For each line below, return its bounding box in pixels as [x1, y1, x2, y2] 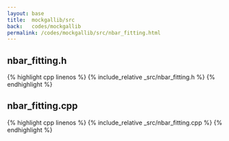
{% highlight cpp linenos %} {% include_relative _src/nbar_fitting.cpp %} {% [7, 118, 223, 127]
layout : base [7, 10, 45, 17]
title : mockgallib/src [7, 17, 75, 23]
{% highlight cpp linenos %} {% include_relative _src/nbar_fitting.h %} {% [7, 73, 215, 81]
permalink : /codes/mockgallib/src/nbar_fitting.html [7, 29, 161, 36]
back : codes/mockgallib [7, 23, 81, 30]
